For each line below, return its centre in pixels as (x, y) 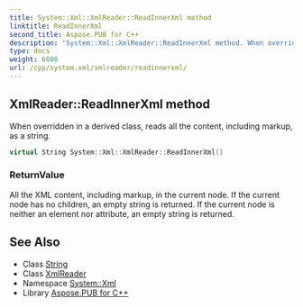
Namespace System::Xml (69, 283)
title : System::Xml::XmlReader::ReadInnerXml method (110, 18)
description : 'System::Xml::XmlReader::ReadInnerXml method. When (137, 43)
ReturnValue (37, 175)
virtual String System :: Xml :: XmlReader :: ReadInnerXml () (116, 152)
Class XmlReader (55, 273)
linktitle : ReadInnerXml (56, 26)
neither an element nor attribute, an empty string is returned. (122, 213)
